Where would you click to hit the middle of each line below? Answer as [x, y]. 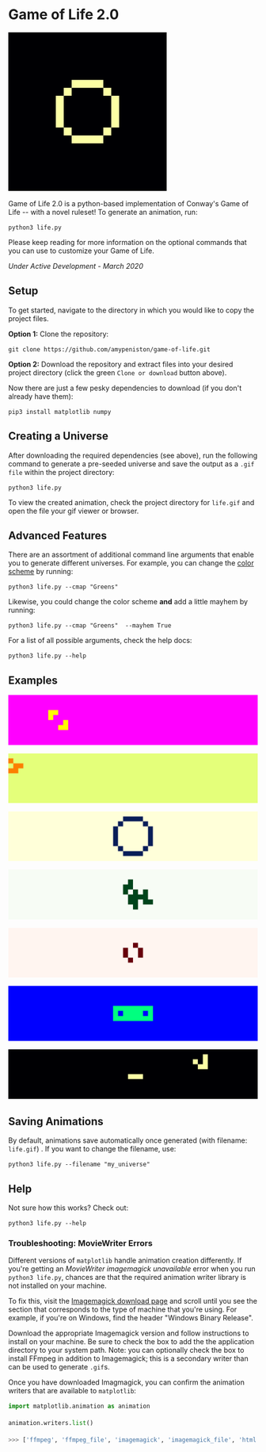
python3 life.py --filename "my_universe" [79, 1165]
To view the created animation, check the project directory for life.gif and [131, 502]
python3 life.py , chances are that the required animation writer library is [127, 1278]
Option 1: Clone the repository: [59, 334]
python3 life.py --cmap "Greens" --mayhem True [90, 626]
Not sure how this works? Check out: [68, 1208]
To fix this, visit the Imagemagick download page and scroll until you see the [133, 1301]
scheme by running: [41, 572]
